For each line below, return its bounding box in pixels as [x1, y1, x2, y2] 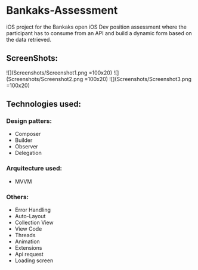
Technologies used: [6, 99, 82, 109]
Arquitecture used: [6, 165, 63, 173]
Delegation [14, 150, 42, 157]
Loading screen [14, 257, 54, 264]
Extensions [14, 244, 42, 252]
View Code [14, 225, 42, 232]
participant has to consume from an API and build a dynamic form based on [6, 29, 192, 36]
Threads [14, 232, 36, 239]
